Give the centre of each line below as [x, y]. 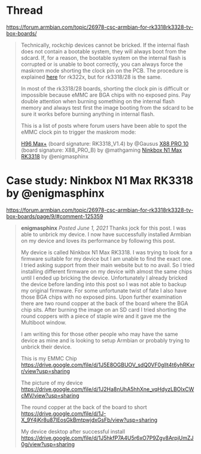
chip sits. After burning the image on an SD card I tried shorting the [103, 309]
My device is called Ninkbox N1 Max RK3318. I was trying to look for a [106, 252]
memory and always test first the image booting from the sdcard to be [107, 107]
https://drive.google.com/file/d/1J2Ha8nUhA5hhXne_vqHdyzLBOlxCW [107, 389]
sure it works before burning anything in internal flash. [88, 114]
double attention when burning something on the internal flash [98, 101]
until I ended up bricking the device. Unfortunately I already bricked [104, 278]
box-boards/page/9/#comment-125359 [55, 216]
